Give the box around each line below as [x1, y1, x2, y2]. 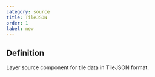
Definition [6, 48, 44, 58]
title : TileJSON [6, 14, 47, 20]
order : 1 [6, 20, 28, 26]
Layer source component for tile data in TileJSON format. [6, 64, 150, 71]
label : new [6, 25, 34, 32]
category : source [6, 8, 50, 15]
